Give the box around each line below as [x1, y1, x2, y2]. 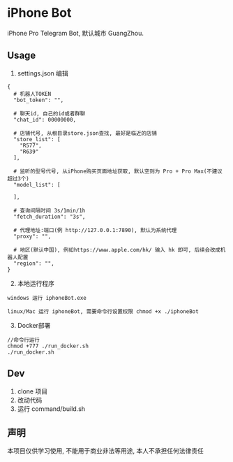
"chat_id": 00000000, [13, 116, 77, 123]
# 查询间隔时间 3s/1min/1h [13, 207, 86, 214]
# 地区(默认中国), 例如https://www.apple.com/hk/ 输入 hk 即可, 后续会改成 [13, 246, 221, 253]
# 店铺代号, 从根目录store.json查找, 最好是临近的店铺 [13, 129, 157, 137]
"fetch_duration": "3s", [13, 213, 86, 220]
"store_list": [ [13, 136, 61, 143]
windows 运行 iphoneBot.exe [7, 294, 87, 301]
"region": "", [13, 260, 54, 267]
